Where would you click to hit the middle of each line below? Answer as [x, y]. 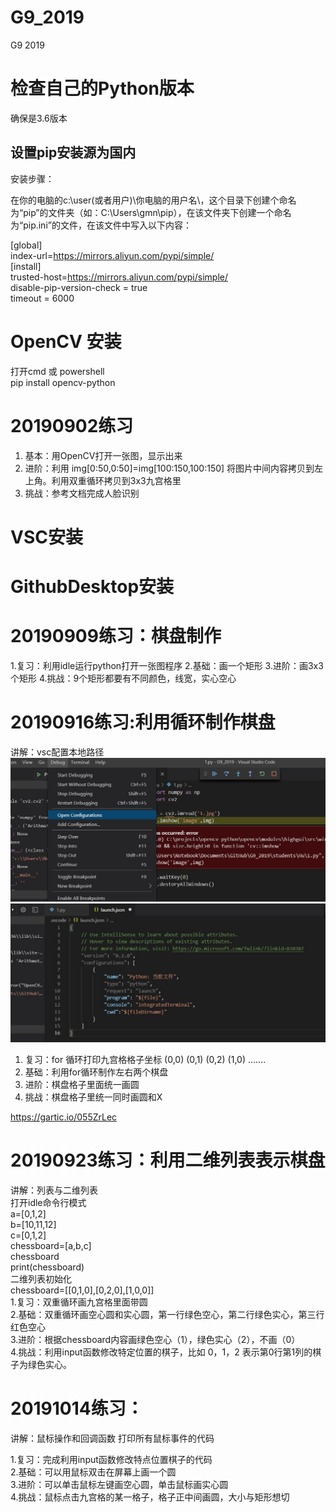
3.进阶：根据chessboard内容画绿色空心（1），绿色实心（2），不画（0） [155, 1340]
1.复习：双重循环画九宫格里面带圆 [79, 1302]
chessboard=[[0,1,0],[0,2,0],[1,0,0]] [82, 1290]
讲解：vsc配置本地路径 [57, 752]
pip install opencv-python [63, 382]
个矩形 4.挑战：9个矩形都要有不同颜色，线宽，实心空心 [123, 678]
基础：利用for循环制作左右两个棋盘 [96, 1072]
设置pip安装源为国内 [73, 152]
